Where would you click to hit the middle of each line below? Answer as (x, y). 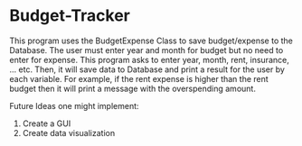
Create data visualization (69, 132)
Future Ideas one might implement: (74, 105)
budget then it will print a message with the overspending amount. (132, 88)
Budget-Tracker (70, 16)
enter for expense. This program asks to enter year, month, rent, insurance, (149, 59)
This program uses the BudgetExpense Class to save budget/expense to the (151, 41)
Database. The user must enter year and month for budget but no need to (146, 50)
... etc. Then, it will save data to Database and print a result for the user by (147, 69)
